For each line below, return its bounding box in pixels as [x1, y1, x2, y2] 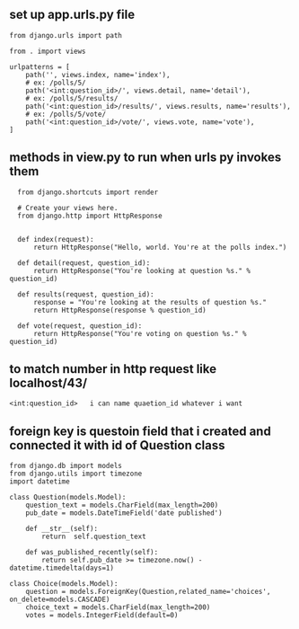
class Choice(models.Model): [9, 580, 119, 589]
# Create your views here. [17, 203, 119, 212]
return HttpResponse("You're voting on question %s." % [32, 329, 247, 338]
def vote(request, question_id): [17, 321, 143, 331]
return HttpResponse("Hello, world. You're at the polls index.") [32, 243, 287, 252]
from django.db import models [9, 462, 123, 471]
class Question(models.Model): [9, 493, 127, 502]
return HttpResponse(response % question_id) [32, 306, 207, 314]
